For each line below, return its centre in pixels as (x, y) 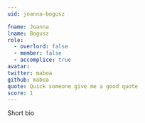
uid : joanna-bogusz (36, 14)
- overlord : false (41, 47)
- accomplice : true (43, 60)
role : (15, 40)
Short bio (21, 113)
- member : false (38, 53)
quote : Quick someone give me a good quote (73, 86)
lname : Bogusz (28, 33)
